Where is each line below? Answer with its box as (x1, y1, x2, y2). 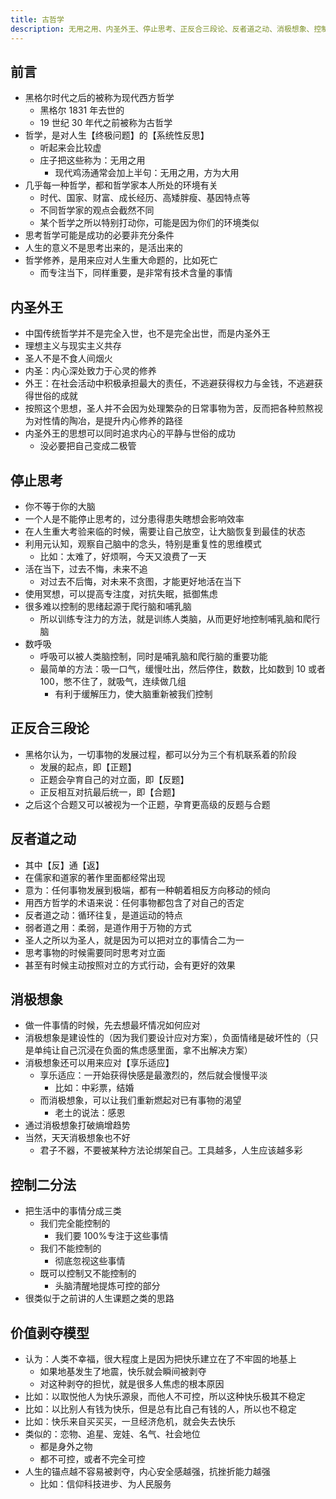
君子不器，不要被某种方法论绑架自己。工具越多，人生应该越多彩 (39, 1144, 303, 1156)
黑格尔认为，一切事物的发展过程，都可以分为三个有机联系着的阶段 (24, 748, 297, 760)
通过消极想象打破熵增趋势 (24, 1119, 131, 1131)
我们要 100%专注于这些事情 (54, 1230, 169, 1242)
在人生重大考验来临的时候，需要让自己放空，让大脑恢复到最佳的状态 (24, 525, 306, 537)
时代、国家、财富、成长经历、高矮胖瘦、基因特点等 (39, 192, 251, 204)
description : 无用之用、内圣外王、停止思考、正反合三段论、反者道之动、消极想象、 (10, 24, 315, 34)
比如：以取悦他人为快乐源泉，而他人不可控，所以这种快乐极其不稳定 (24, 1391, 306, 1402)
